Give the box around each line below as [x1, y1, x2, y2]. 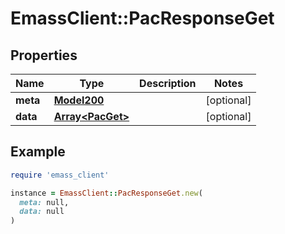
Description [139, 77, 197, 90]
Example [10, 143, 66, 161]
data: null [19, 207, 65, 217]
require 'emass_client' [10, 170, 110, 180]
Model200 [53, 93, 105, 107]
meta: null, [19, 197, 70, 207]
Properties [10, 47, 78, 64]
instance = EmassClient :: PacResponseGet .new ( [10, 188, 203, 198]
